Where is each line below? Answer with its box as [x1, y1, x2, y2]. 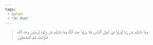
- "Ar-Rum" [7, 16, 29, 21]
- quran [7, 11, 23, 16]
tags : [5, 7, 16, 12]
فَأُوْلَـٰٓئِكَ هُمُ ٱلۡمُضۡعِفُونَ [17, 34, 48, 40]
